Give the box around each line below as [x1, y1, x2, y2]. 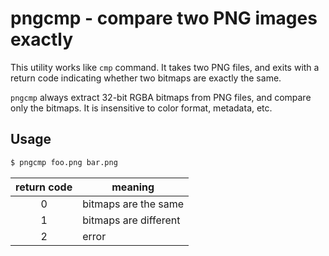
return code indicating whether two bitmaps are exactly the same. [10, 72, 282, 84]
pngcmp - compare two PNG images [10, 7, 318, 30]
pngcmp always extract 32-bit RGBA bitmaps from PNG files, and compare [10, 91, 312, 103]
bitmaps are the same [82, 197, 185, 211]
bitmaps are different [82, 213, 181, 227]
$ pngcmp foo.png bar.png [10, 157, 118, 167]
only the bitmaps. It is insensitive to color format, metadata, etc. [10, 102, 273, 114]
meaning [111, 180, 155, 194]
